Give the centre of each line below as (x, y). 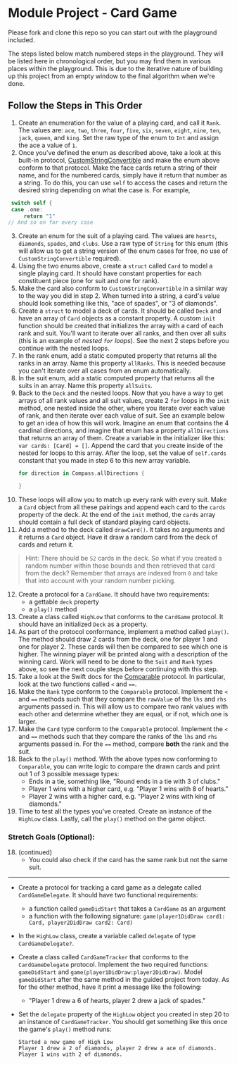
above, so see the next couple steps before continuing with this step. (118, 669)
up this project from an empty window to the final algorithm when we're (111, 76)
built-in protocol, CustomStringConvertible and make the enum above (119, 160)
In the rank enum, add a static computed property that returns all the (117, 356)
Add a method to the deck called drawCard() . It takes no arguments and (122, 529)
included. (21, 39)
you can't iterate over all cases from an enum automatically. (105, 370)
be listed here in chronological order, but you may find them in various (110, 61)
